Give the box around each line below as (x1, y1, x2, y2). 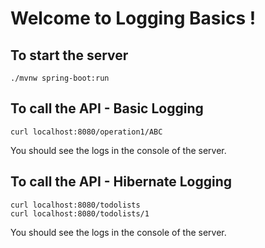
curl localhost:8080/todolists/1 (10, 208, 150, 219)
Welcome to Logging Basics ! (10, 7, 257, 30)
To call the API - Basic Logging (10, 100, 204, 117)
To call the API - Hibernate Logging (10, 173, 232, 191)
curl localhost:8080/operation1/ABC (10, 127, 163, 137)
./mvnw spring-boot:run (10, 73, 110, 83)
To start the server (10, 47, 129, 64)
